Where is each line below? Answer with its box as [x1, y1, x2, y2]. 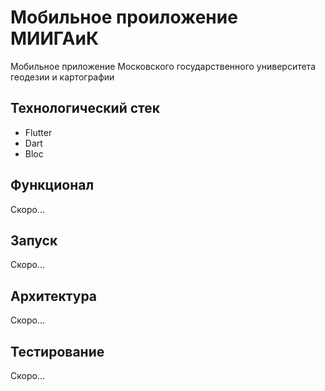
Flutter [24, 126, 53, 138]
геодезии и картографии [10, 71, 115, 83]
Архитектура [10, 287, 98, 305]
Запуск [10, 232, 58, 249]
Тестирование [10, 343, 105, 360]
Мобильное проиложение [10, 6, 238, 29]
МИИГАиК [10, 27, 100, 50]
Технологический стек [10, 100, 161, 117]
